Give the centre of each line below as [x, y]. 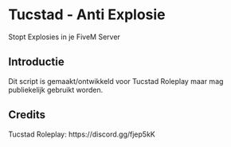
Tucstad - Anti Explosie [87, 15]
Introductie [37, 62]
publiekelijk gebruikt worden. [56, 89]
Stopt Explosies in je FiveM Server [65, 37]
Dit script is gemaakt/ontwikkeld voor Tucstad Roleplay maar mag [116, 81]
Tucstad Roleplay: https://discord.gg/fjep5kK [82, 134]
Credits [27, 115]
